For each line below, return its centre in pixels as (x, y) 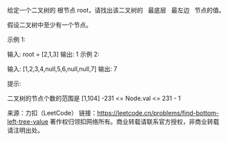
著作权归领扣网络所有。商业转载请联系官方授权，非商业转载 (134, 122)
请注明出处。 (25, 130)
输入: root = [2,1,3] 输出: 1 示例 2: (54, 54)
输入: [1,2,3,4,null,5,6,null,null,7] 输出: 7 (62, 69)
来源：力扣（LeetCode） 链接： (53, 113)
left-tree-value (28, 122)
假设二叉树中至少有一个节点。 (49, 25)
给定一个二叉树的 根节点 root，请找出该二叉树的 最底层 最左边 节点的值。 (116, 10)
